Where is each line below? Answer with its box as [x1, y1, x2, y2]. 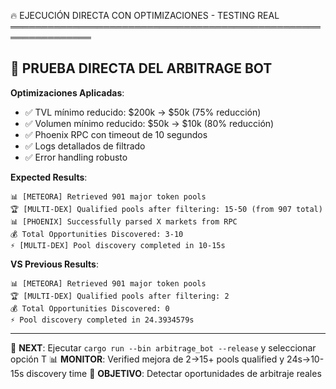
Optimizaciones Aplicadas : [10, 86, 125, 99]
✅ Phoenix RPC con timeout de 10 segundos [24, 128, 208, 140]
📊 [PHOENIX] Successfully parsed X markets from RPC [10, 216, 238, 227]
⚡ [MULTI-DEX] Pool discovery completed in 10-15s [10, 240, 226, 250]
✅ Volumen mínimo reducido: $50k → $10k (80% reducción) [24, 117, 275, 129]
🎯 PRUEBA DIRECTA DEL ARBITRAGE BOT [10, 60, 273, 77]
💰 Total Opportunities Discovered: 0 [10, 303, 170, 314]
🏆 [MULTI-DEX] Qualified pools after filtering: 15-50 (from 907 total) [10, 204, 323, 214]
